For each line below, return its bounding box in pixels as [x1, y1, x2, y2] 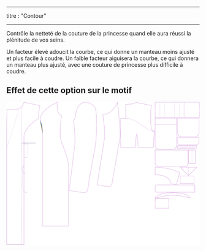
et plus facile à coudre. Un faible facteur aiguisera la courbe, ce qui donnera [6, 54, 199, 62]
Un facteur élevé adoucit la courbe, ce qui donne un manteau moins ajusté [6, 48, 195, 55]
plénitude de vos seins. [6, 36, 65, 43]
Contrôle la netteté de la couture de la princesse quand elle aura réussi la [6, 30, 191, 37]
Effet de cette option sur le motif [6, 85, 132, 96]
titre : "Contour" [6, 12, 47, 19]
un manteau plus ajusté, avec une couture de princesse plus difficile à [6, 61, 183, 68]
